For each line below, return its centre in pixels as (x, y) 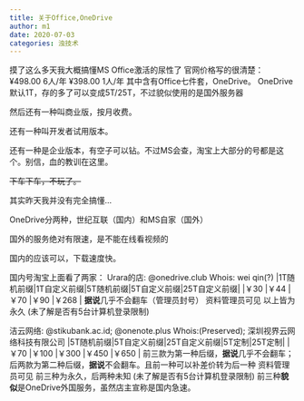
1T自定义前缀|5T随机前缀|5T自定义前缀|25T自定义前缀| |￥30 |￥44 (161, 289)
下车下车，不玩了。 (45, 181)
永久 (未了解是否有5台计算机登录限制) (79, 312)
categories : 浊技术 (44, 43)
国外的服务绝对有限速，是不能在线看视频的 (89, 239)
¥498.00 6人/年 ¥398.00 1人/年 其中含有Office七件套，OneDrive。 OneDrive (151, 82)
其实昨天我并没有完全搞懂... (61, 200)
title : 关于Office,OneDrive (61, 18)
